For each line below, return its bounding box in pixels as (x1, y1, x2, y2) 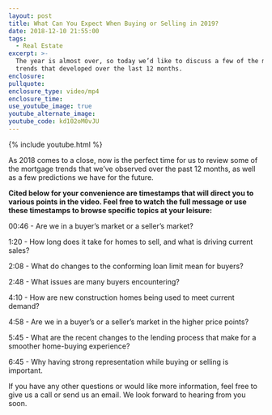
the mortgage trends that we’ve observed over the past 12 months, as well (8, 164, 256, 173)
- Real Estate (15, 42, 63, 50)
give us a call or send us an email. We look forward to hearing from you (8, 390, 246, 400)
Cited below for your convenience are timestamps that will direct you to (8, 188, 254, 198)
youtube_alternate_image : (8, 110, 96, 118)
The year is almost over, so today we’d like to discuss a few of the (15, 58, 259, 66)
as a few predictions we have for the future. (8, 172, 154, 182)
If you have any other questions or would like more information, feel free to (8, 381, 257, 391)
